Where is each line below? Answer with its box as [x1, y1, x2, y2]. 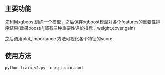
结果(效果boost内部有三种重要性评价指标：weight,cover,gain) [9, 25, 136, 31]
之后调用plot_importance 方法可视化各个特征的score [5, 35, 113, 41]
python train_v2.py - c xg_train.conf [5, 65, 84, 70]
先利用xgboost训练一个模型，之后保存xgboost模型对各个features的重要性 [5, 19, 156, 25]
